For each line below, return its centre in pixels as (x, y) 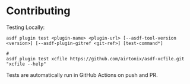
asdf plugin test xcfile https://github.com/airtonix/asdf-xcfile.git (95, 59)
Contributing (38, 11)
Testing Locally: (26, 27)
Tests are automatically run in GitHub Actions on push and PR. (82, 75)
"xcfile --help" (26, 64)
